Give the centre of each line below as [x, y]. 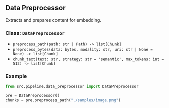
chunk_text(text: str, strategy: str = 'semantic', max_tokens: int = [88, 59]
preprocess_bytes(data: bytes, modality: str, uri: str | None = [82, 50]
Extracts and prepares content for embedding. [53, 20]
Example [16, 76]
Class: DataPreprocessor [35, 33]
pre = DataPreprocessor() [32, 96]
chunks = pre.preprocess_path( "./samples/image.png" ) [63, 100]
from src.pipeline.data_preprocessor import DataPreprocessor [72, 87]
